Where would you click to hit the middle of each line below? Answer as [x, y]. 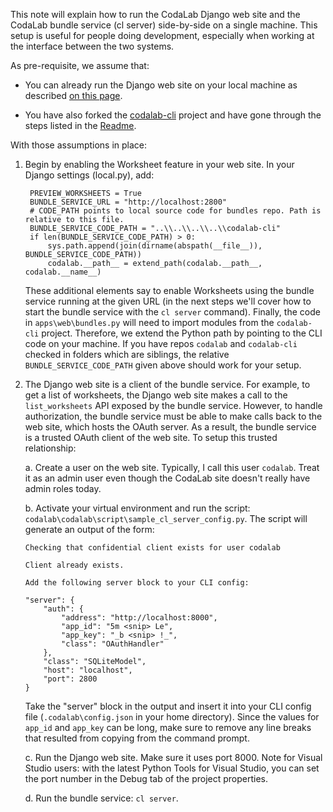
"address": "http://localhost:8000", [139, 618]
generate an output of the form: [89, 529]
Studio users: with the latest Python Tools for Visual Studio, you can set [172, 768]
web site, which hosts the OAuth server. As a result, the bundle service [170, 427]
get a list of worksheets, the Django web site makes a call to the [156, 395]
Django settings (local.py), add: [89, 175]
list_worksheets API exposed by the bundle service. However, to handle [173, 405]
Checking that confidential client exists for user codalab [152, 548]
